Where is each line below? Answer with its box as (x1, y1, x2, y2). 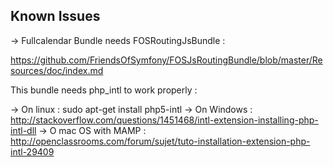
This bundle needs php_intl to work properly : (10, 84, 198, 96)
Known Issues (10, 8, 101, 25)
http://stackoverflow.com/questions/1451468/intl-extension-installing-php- (10, 114, 319, 126)
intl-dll (10, 124, 37, 136)
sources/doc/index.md (10, 64, 104, 76)
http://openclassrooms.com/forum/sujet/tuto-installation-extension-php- (10, 135, 311, 147)
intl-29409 (10, 145, 55, 158)
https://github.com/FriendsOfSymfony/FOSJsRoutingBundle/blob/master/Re (10, 54, 323, 66)
